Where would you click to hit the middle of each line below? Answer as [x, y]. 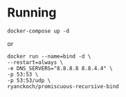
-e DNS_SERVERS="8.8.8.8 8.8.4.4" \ [60, 68]
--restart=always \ [35, 62]
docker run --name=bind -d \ [49, 56]
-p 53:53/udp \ [29, 80]
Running [32, 13]
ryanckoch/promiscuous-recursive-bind [63, 86]
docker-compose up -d [38, 31]
